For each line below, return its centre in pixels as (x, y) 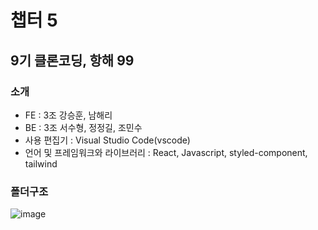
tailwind (41, 163)
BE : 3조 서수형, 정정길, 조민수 (83, 127)
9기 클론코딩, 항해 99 (72, 60)
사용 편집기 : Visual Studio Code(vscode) (107, 140)
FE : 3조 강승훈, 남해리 (68, 115)
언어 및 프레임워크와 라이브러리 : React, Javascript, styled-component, (166, 152)
